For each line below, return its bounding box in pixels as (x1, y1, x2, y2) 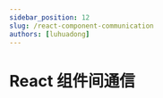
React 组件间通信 (9, 70, 136, 91)
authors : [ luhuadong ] (9, 29, 90, 38)
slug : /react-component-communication (9, 21, 154, 30)
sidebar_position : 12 (9, 12, 90, 22)
